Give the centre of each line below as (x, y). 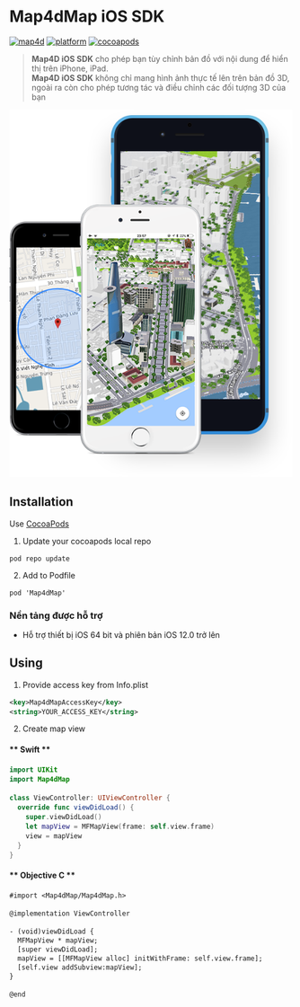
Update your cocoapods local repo (87, 541)
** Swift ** (30, 750)
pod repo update (40, 559)
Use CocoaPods (40, 524)
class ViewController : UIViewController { (90, 798)
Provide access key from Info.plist (85, 685)
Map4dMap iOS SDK (87, 17)
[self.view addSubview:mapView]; (80, 967)
